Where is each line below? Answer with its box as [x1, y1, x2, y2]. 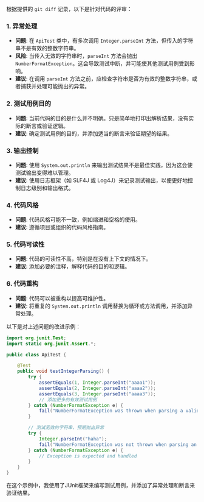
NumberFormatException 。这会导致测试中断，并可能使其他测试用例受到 [15, 60, 190, 67]
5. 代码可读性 [6, 240, 45, 249]
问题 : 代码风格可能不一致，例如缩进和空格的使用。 [15, 216, 141, 224]
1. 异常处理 [6, 22, 38, 30]
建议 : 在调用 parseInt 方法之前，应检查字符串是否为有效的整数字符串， [15, 75, 192, 82]
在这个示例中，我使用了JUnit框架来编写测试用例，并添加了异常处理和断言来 [6, 482, 195, 489]
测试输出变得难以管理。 [15, 169, 74, 176]
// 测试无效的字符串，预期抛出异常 [28, 425, 104, 431]
